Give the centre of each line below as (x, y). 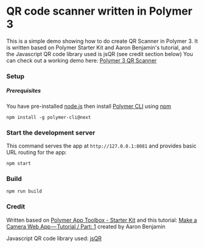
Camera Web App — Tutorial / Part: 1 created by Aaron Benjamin (86, 226)
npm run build (24, 191)
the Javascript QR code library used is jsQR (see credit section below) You (100, 54)
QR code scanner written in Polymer (100, 11)
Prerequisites (24, 91)
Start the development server (51, 132)
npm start (19, 164)
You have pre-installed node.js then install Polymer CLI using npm (89, 106)
